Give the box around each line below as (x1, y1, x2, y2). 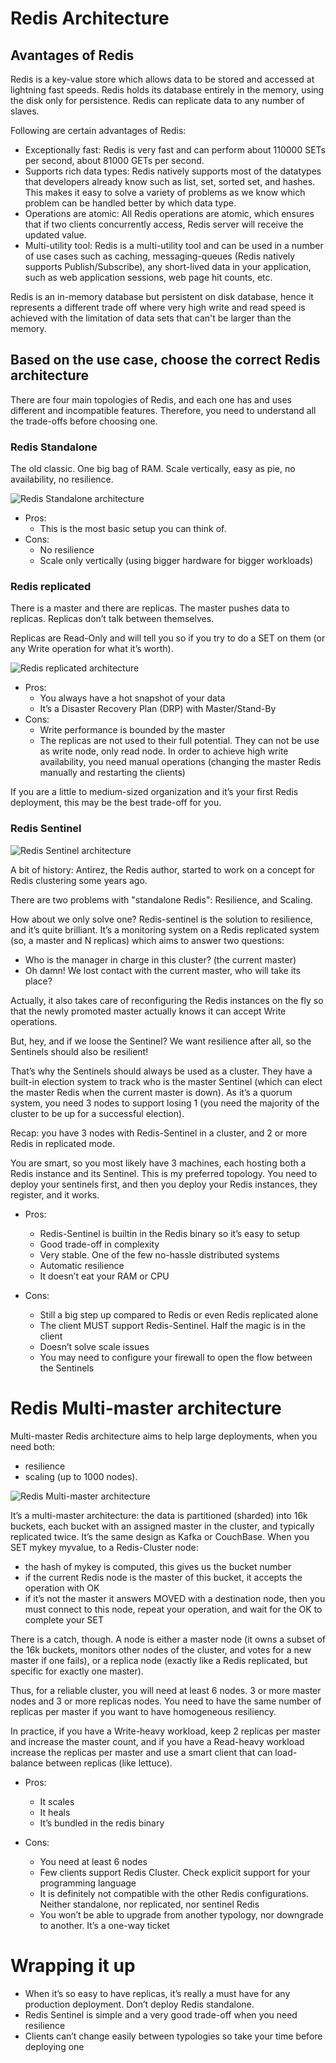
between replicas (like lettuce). (45, 1757, 173, 1769)
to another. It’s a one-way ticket (39, 1919, 170, 1931)
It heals (39, 1806, 71, 1818)
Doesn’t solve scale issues (39, 1340, 150, 1352)
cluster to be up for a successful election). (10, 1107, 185, 1119)
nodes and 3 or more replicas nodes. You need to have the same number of (10, 1695, 322, 1707)
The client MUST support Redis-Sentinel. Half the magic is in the (39, 1319, 306, 1331)
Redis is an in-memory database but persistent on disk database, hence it (10, 291, 314, 302)
